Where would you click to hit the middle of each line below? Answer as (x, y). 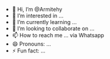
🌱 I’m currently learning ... (44, 22)
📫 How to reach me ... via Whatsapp (58, 35)
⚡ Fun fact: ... (29, 51)
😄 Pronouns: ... (32, 44)
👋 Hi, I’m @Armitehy (37, 9)
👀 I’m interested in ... (38, 16)
